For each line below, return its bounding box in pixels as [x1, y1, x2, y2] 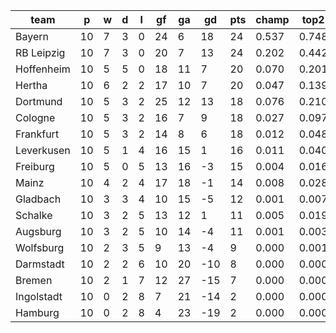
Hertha [15, 79, 48, 92]
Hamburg [15, 306, 60, 319]
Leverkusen [15, 144, 71, 157]
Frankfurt [15, 127, 60, 141]
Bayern [15, 30, 49, 43]
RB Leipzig [15, 46, 66, 59]
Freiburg [15, 160, 55, 173]
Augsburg [15, 225, 62, 238]
